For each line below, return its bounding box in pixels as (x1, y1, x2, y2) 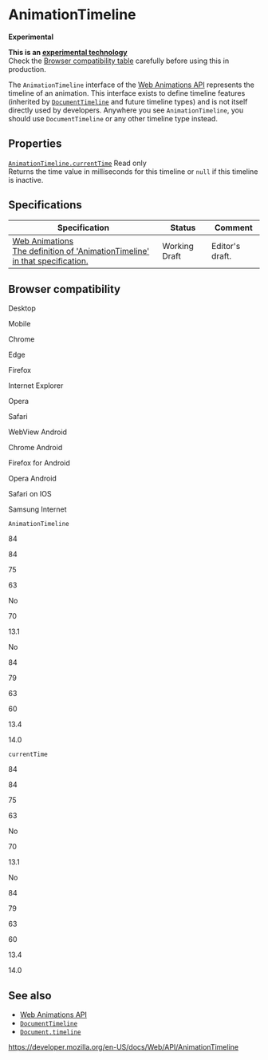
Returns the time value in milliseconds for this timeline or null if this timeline (8, 166, 258, 176)
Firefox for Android (8, 458, 70, 468)
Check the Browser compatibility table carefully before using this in (8, 56, 230, 65)
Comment (214, 222, 253, 233)
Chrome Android (8, 443, 63, 453)
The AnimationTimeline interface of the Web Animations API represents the (8, 80, 255, 89)
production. (8, 64, 46, 73)
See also (8, 988, 52, 1003)
